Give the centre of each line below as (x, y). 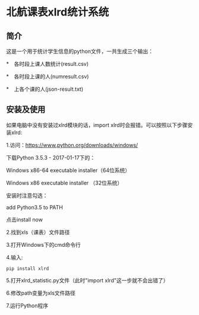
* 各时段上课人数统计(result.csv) (48, 64)
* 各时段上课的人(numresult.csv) (48, 77)
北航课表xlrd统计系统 (58, 12)
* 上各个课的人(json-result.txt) (45, 89)
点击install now (25, 219)
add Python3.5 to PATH (35, 207)
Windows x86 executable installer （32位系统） (64, 183)
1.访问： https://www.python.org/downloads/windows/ (72, 145)
